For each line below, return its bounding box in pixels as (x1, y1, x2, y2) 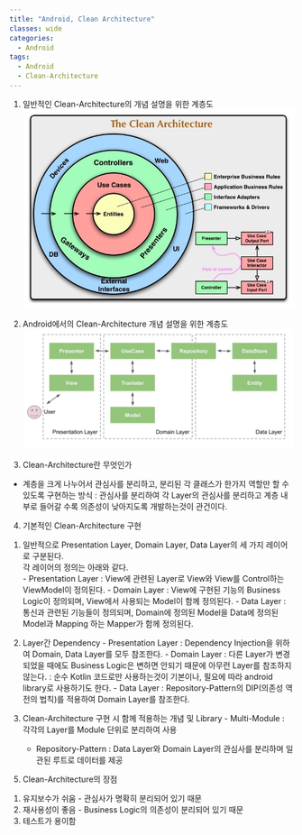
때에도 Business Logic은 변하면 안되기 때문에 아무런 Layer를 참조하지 (46, 660, 292, 671)
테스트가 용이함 (22, 816, 77, 827)
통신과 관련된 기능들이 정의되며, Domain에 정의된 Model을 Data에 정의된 (22, 607, 279, 618)
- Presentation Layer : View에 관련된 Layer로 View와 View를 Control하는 (22, 573, 285, 584)
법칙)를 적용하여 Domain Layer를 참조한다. (39, 694, 190, 705)
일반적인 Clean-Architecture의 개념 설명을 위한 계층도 (22, 98, 214, 109)
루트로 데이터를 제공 (52, 755, 124, 766)
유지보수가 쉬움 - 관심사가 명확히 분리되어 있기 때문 (22, 794, 203, 804)
